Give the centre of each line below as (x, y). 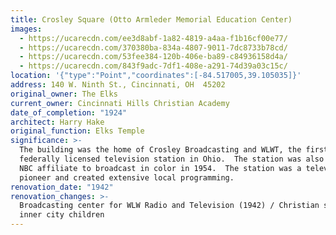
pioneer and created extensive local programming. (127, 177)
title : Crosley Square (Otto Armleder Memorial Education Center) (151, 19)
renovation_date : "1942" (62, 187)
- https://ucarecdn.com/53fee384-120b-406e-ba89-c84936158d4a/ (153, 57)
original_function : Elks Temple (77, 131)
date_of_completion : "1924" (69, 112)
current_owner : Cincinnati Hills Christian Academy (120, 103)
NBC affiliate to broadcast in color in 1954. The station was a (160, 168)
